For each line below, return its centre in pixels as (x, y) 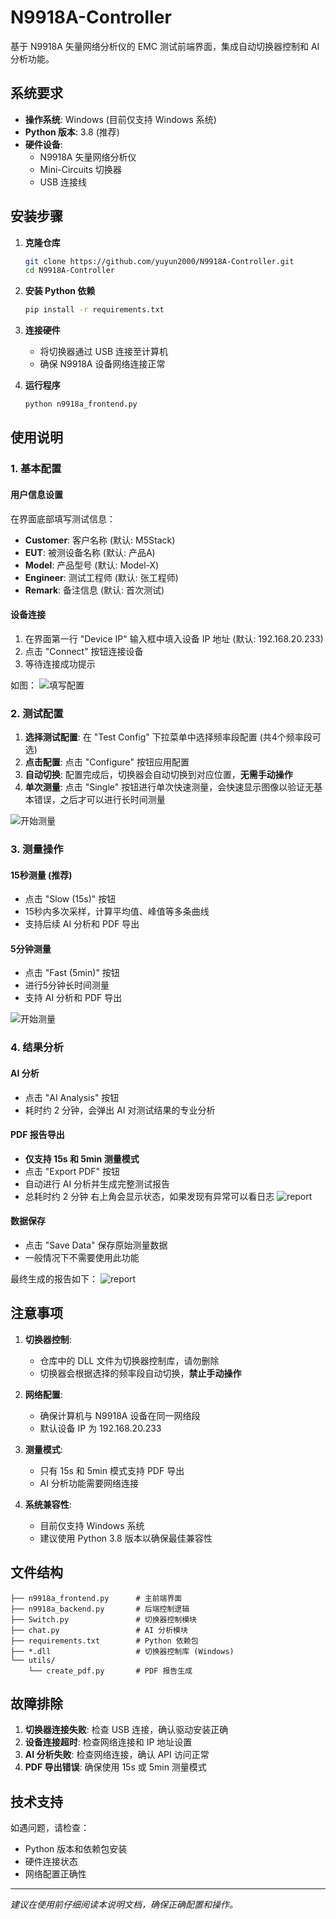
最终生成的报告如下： (54, 1278)
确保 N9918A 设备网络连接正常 (102, 364)
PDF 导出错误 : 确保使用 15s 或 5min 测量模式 (115, 1767)
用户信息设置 (36, 494)
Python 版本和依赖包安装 (76, 1849)
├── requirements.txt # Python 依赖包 (104, 1641)
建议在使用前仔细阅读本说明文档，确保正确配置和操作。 (124, 1905)
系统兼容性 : (48, 1504)
